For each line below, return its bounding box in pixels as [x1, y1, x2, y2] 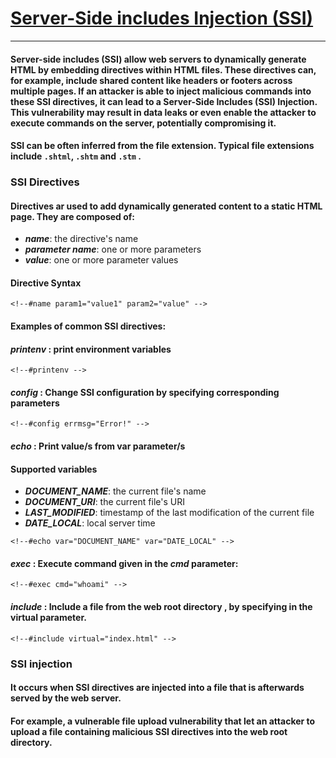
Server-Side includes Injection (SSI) [10, 7, 314, 30]
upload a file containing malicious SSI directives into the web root [10, 725, 288, 737]
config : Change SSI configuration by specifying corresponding [10, 386, 280, 398]
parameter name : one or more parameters [24, 243, 202, 256]
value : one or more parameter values [24, 254, 179, 266]
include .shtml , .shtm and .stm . [10, 150, 142, 162]
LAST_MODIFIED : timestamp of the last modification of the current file [24, 507, 315, 519]
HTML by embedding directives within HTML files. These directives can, [10, 63, 317, 76]
